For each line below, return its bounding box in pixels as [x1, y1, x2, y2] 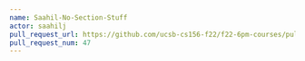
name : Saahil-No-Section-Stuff [9, 13, 128, 22]
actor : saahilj [9, 22, 67, 30]
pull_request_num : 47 [9, 38, 92, 48]
